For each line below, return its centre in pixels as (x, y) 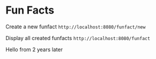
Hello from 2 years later (34, 49)
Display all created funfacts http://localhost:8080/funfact (78, 38)
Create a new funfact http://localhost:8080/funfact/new (76, 27)
